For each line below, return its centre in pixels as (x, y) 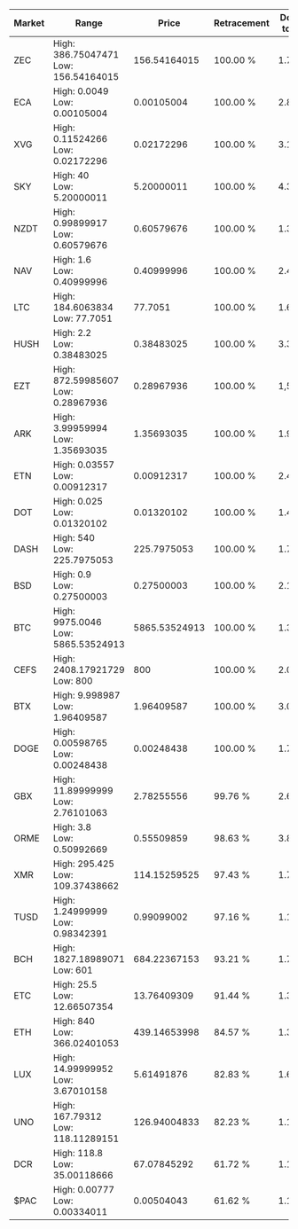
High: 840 (74, 1021)
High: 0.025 (78, 501)
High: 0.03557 (84, 465)
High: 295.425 (84, 864)
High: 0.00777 (84, 1190)
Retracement (242, 23)
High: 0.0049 (81, 91)
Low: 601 (73, 970)
